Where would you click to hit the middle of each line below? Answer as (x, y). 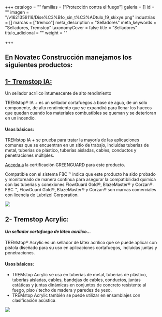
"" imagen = (17, 12)
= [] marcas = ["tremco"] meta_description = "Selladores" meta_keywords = (81, 22)
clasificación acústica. (34, 300)
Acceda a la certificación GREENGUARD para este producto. (65, 165)
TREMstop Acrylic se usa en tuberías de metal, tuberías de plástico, (80, 275)
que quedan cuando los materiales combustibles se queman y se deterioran (81, 113)
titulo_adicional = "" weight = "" (36, 33)
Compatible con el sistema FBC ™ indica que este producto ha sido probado (81, 174)
